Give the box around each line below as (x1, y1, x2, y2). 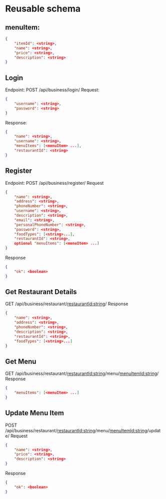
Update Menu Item (5, 409, 64, 417)
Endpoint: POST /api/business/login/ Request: (5, 87, 99, 93)
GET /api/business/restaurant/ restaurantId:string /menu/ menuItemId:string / (5, 370, 159, 377)
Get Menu (5, 357, 36, 365)
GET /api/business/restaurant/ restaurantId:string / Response (5, 301, 128, 307)
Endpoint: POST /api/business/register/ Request (5, 180, 104, 186)
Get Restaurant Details (5, 288, 77, 296)
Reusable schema (5, 3, 81, 15)
